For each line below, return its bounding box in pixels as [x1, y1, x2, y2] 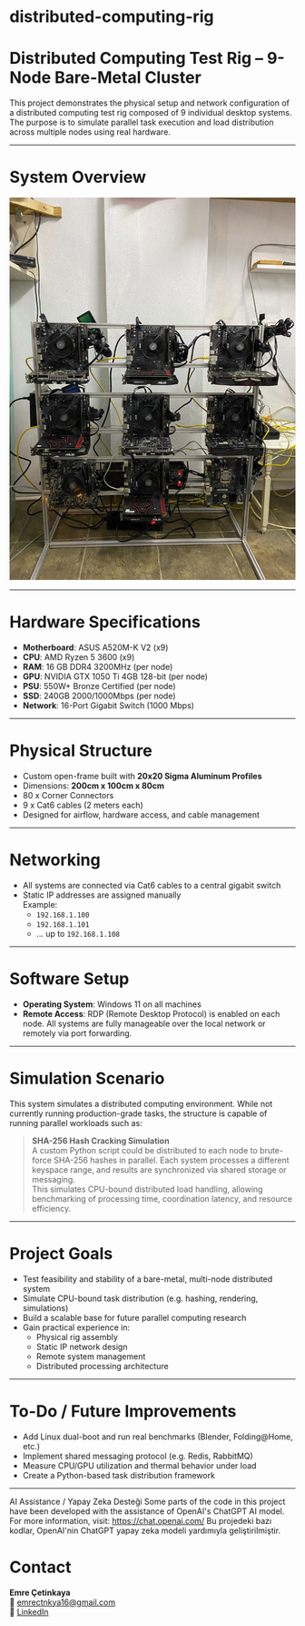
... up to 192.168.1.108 [35, 928, 121, 939]
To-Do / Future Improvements [9, 1400, 237, 1421]
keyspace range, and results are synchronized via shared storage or [31, 1164, 288, 1175]
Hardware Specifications [9, 612, 202, 633]
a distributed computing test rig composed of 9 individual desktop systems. [9, 107, 292, 118]
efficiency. [31, 1203, 71, 1214]
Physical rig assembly [35, 1331, 118, 1342]
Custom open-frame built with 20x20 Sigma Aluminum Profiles [22, 770, 262, 781]
